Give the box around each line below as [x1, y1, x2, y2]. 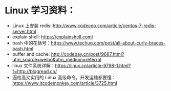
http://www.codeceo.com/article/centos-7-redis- [52, 22, 157, 29]
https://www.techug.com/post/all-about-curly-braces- [50, 39, 166, 46]
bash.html [12, 45, 34, 52]
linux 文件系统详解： [12, 62, 55, 69]
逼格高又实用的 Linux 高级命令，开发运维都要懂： [12, 74, 116, 80]
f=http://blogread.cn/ [12, 68, 57, 74]
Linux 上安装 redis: [12, 22, 52, 29]
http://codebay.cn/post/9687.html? [51, 51, 124, 57]
